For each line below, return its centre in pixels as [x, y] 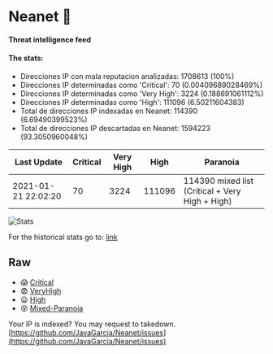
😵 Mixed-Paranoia [52, 308]
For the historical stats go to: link [63, 237]
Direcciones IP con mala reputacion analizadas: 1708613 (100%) [127, 76]
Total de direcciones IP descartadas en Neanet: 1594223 [115, 128]
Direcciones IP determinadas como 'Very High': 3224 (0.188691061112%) [142, 94]
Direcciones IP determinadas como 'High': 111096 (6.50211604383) [132, 102]
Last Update [39, 162]
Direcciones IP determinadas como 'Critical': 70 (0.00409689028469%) [141, 85]
